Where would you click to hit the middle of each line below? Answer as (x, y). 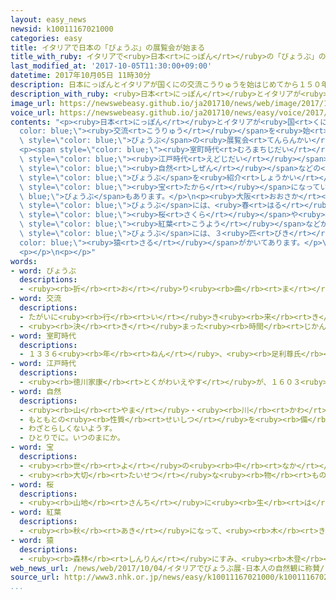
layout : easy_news (48, 19)
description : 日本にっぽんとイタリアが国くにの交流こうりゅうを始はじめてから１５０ (166, 85)
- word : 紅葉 (36, 512)
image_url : (33, 103)
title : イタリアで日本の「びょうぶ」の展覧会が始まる (108, 47)
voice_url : (33, 112)
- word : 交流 (36, 299)
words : (24, 261)
